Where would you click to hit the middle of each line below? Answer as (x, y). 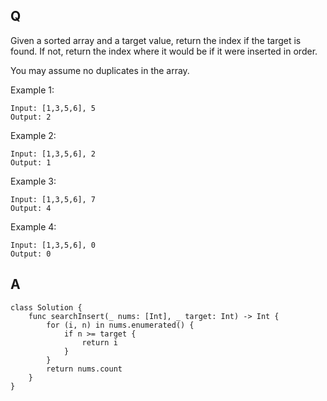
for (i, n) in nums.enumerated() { (120, 325)
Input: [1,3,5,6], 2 (53, 154)
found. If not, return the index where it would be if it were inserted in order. (164, 51)
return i (99, 342)
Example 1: (32, 90)
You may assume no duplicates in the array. (100, 70)
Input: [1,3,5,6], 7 (53, 199)
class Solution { (46, 307)
